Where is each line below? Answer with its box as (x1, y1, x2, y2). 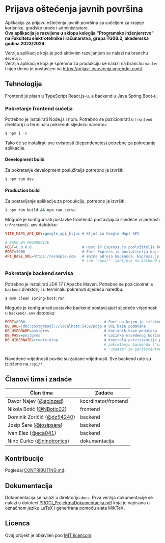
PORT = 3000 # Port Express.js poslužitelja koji (5, 249, 160, 254)
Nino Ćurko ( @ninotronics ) (7, 438, 70, 444)
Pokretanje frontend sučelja (5, 105, 73, 112)
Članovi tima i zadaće (5, 375, 72, 384)
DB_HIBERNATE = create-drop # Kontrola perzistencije (5, 337, 157, 342)
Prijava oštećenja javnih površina (5, 3, 143, 15)
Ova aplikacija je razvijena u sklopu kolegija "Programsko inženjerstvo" (5, 30, 154, 36)
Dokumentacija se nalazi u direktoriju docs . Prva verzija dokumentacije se (5, 494, 153, 501)
